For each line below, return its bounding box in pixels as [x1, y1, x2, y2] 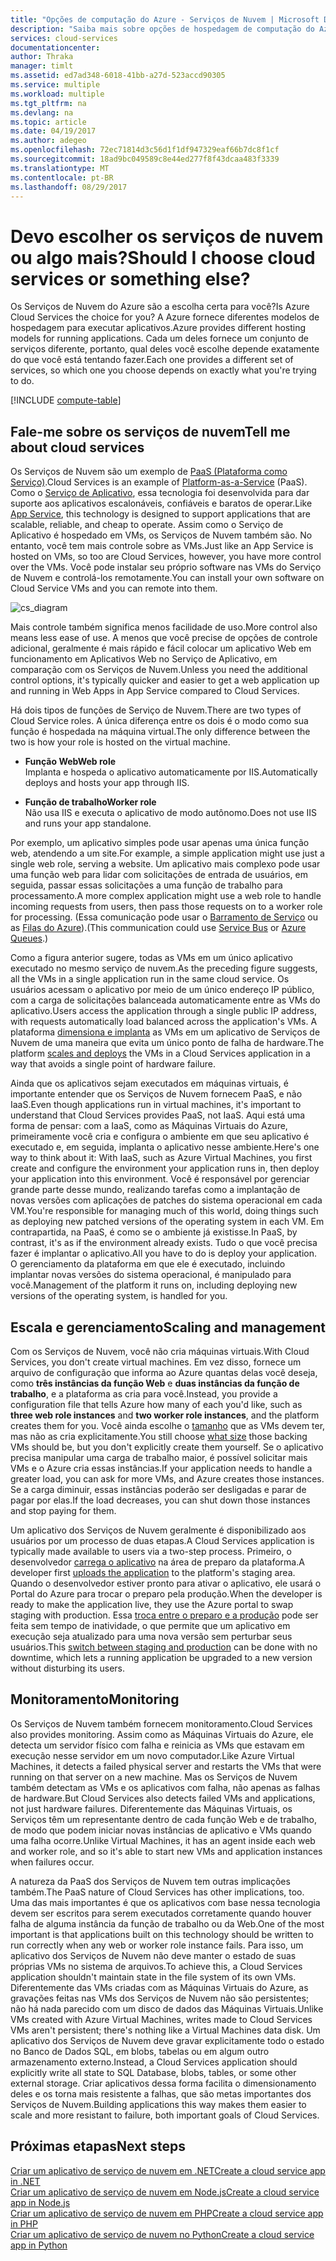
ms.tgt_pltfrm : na [10, 98, 87, 108]
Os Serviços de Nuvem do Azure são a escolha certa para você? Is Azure [10, 301, 310, 313]
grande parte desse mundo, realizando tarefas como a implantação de [10, 1184, 301, 1196]
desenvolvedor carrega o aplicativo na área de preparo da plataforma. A [10, 1556, 305, 1568]
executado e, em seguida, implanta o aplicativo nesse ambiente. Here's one [10, 1141, 320, 1153]
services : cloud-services [10, 33, 118, 43]
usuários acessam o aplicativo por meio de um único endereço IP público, [10, 984, 315, 996]
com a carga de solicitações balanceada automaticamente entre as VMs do [10, 994, 321, 1006]
